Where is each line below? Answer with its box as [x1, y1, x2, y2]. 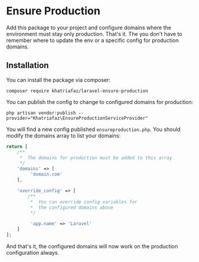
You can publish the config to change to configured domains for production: [6, 98, 194, 105]
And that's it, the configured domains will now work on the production [6, 242, 178, 249]
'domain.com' [30, 172, 63, 178]
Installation [6, 60, 49, 71]
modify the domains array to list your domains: [6, 132, 121, 139]
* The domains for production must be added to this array [19, 154, 172, 161]
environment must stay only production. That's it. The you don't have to [6, 30, 183, 37]
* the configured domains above [30, 205, 114, 211]
